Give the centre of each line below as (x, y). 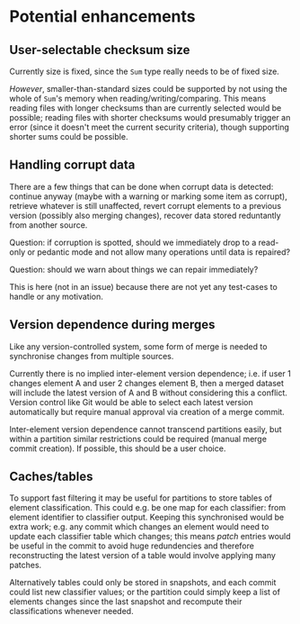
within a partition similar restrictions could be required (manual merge (138, 439)
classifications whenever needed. (71, 611)
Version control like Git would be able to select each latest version (131, 402)
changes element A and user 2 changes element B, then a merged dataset (147, 383)
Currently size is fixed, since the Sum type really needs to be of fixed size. (145, 71)
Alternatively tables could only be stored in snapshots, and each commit (143, 583)
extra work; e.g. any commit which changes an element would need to (139, 527)
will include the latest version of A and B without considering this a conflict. (148, 393)
